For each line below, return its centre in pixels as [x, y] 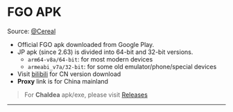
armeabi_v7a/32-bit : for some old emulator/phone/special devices [122, 66]
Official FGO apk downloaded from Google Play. [86, 44]
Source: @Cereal [32, 31]
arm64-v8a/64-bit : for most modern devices [90, 59]
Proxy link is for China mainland [63, 81]
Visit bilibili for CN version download [69, 74]
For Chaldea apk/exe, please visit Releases [86, 95]
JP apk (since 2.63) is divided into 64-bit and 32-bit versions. [105, 52]
